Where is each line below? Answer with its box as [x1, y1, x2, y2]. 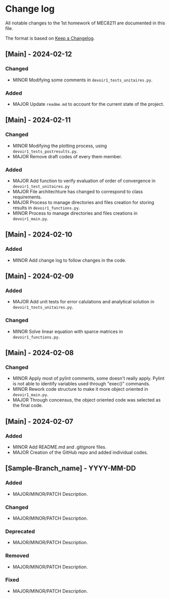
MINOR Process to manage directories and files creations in [12, 210, 138, 216]
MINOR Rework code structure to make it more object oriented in [12, 386, 148, 392]
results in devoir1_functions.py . [12, 205, 80, 211]
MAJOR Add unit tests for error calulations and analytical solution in [12, 299, 155, 305]
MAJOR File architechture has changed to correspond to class [12, 188, 143, 194]
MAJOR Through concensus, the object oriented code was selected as [12, 397, 161, 403]
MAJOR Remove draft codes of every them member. [12, 153, 122, 159]
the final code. [12, 403, 43, 409]
